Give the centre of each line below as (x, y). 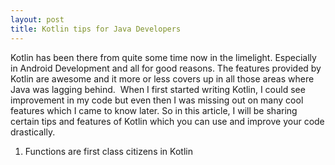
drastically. (33, 132)
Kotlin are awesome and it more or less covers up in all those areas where (162, 78)
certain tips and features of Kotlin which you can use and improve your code (167, 121)
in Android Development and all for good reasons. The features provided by (166, 68)
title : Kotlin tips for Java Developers (96, 29)
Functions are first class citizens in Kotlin (108, 151)
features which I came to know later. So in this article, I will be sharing (154, 110)
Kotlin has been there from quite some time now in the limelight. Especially (163, 57)
